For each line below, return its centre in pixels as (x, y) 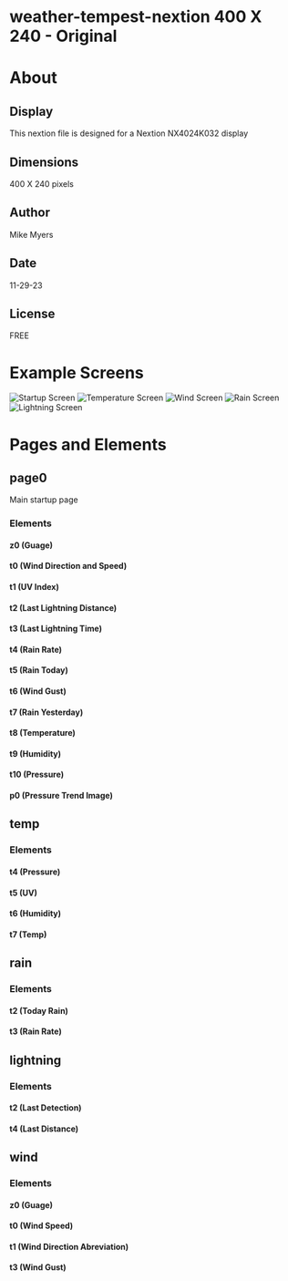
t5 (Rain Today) (39, 670)
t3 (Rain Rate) (36, 1031)
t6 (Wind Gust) (38, 691)
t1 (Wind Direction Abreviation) (69, 1246)
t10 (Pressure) (37, 775)
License (32, 314)
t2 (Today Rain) (39, 1010)
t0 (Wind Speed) (41, 1226)
